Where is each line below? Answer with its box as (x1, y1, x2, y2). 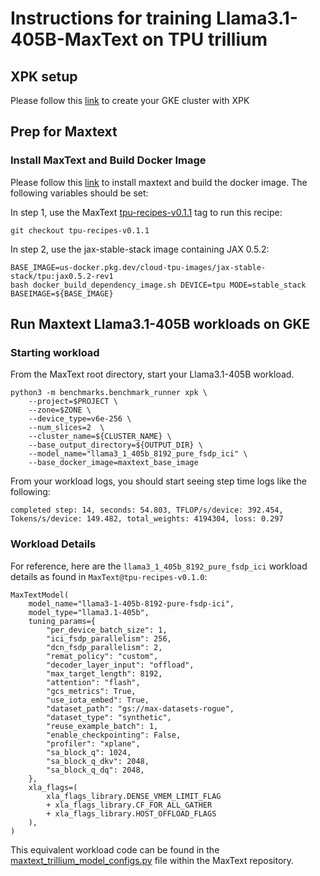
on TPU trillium (141, 28, 268, 51)
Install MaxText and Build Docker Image (10, 153, 207, 167)
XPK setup (10, 68, 78, 85)
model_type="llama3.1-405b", (28, 607, 150, 617)
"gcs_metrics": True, (46, 686, 137, 696)
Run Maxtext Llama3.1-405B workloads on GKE (10, 316, 311, 333)
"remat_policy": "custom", (46, 651, 159, 661)
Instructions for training (10, 7, 213, 30)
